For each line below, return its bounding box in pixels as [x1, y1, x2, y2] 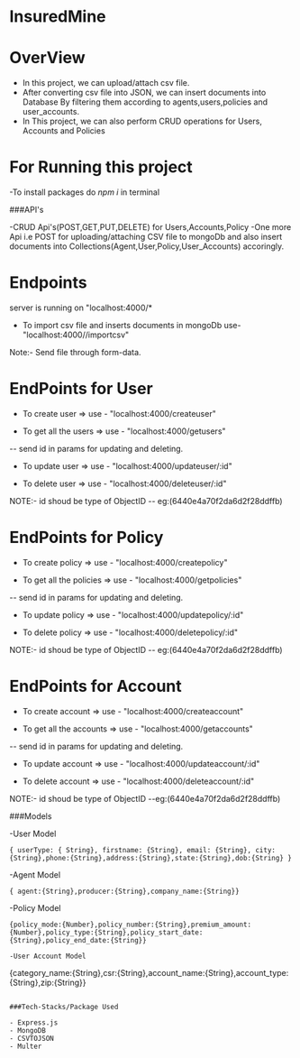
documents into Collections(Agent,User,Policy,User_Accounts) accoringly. [9, 241, 285, 252]
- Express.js [9, 1017, 59, 1027]
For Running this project [9, 157, 194, 178]
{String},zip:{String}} [9, 977, 87, 988]
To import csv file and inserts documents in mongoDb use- [22, 320, 241, 330]
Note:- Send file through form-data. [9, 347, 141, 357]
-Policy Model [9, 902, 61, 913]
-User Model [9, 828, 57, 839]
